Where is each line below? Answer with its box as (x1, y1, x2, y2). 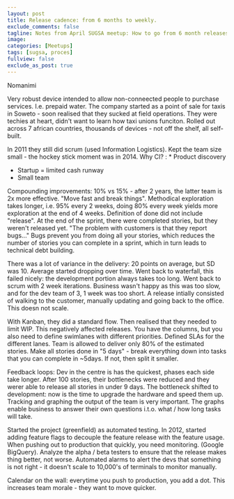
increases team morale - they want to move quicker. (7, 483, 157, 491)
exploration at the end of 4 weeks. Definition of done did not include (7, 209, 203, 217)
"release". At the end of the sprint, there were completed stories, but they (7, 216, 218, 225)
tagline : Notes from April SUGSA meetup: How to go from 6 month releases (7, 29, 229, 37)
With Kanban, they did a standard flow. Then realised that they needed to (7, 317, 217, 326)
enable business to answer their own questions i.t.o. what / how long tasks (7, 404, 221, 413)
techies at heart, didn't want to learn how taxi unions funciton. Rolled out (7, 116, 216, 125)
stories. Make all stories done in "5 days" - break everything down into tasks (7, 347, 227, 355)
